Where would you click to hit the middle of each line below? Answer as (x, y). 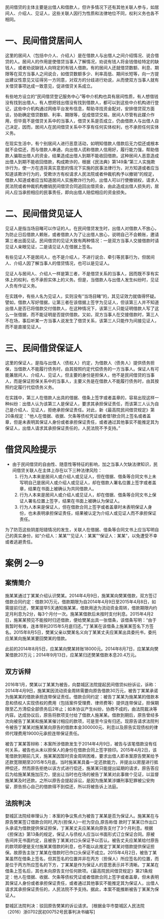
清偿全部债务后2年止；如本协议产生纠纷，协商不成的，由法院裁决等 (90, 709)
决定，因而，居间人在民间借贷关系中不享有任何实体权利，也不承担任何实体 (84, 127)
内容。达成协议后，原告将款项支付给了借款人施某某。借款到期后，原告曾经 (80, 715)
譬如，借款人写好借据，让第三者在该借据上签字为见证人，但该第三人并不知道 (82, 302)
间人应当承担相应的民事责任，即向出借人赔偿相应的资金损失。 (67, 192)
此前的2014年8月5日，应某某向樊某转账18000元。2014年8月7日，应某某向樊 (82, 649)
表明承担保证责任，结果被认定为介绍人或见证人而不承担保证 (96, 513)
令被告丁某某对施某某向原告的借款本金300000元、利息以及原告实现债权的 (79, 727)
